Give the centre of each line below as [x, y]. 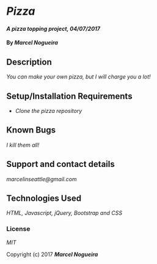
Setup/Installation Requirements [69, 96]
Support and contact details [60, 164]
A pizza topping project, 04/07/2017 [53, 28]
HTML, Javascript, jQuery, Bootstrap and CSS [64, 213]
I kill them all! [23, 145]
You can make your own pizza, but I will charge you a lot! [78, 77]
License [18, 229]
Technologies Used [44, 199]
